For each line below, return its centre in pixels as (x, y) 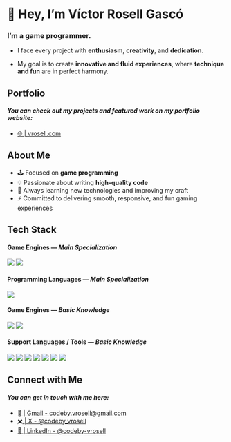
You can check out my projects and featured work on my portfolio (104, 110)
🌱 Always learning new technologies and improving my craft (103, 190)
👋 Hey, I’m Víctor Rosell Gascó (95, 14)
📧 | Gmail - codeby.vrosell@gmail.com (72, 413)
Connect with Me (45, 380)
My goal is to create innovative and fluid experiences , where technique (121, 64)
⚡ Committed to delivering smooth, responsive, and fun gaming (107, 198)
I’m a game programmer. (49, 36)
